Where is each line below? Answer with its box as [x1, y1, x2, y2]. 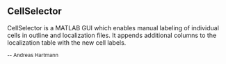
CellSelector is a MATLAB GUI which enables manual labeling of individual [7, 23, 219, 32]
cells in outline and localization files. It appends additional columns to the [7, 31, 217, 39]
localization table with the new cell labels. [7, 38, 127, 47]
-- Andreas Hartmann [7, 52, 59, 58]
